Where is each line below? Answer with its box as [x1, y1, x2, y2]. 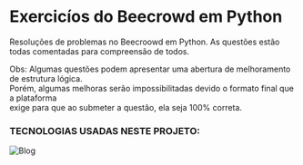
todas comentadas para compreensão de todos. [9, 45, 189, 56]
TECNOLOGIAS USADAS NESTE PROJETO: [9, 124, 200, 137]
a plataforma [9, 92, 57, 103]
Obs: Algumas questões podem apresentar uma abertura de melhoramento [9, 63, 291, 74]
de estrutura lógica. [9, 73, 84, 83]
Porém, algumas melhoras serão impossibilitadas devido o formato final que [9, 82, 294, 93]
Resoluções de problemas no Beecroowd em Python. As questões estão [9, 36, 280, 47]
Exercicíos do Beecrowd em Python [9, 6, 283, 27]
